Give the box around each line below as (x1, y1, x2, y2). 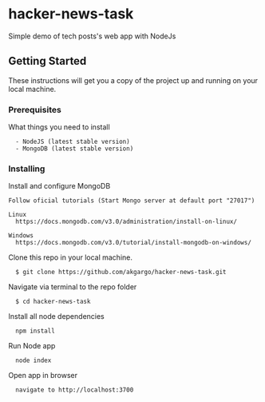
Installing (8, 163, 45, 174)
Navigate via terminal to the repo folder (8, 282, 137, 292)
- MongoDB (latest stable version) (15, 145, 134, 153)
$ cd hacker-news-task (15, 297, 91, 306)
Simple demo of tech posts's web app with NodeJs (8, 31, 176, 41)
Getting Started (8, 54, 87, 68)
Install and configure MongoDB (8, 181, 111, 191)
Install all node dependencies (8, 312, 105, 321)
